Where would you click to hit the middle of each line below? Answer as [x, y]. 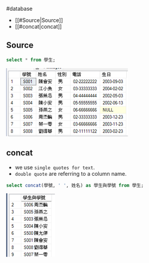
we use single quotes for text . [55, 167]
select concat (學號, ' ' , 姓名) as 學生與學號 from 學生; [75, 185]
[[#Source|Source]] [39, 20]
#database [19, 9]
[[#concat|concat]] [38, 27]
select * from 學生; [31, 60]
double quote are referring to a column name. [71, 173]
